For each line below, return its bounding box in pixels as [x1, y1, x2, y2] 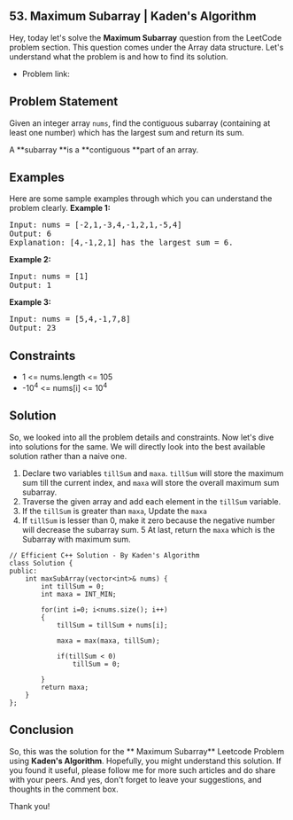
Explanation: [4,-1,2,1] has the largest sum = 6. [9, 238, 234, 248]
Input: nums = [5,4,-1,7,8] [9, 314, 131, 324]
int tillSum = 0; [41, 582, 104, 590]
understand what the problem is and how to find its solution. [9, 51, 228, 62]
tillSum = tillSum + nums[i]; [56, 621, 168, 629]
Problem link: [21, 68, 71, 79]
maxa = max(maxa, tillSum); [56, 636, 161, 645]
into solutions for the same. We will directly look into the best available [9, 441, 266, 452]
